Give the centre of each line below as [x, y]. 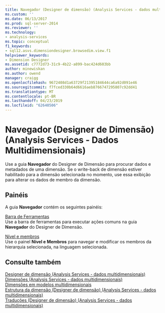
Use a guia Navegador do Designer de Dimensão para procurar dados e [78, 164]
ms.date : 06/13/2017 [26, 19]
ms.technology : [21, 32]
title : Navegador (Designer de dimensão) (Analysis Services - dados [78, 10]
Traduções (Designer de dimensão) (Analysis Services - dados [69, 300]
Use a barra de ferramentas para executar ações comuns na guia [71, 222]
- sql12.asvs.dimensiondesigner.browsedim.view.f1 [58, 51]
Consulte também [33, 262]
